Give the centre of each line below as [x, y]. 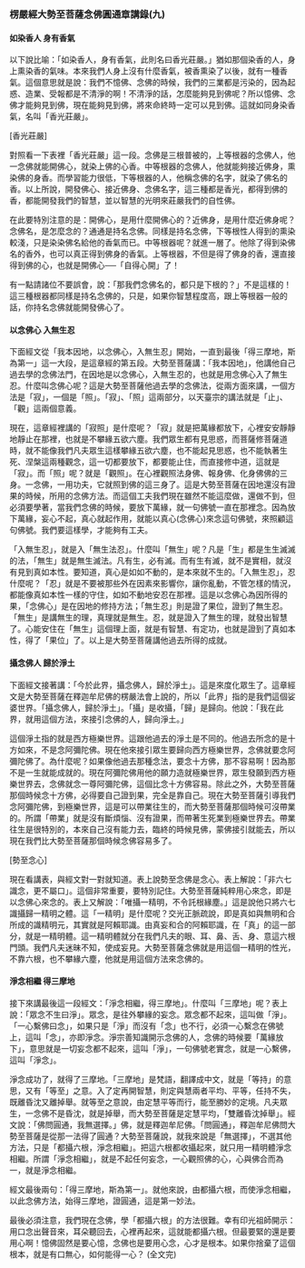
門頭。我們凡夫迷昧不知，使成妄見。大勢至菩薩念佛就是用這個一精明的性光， [152, 947]
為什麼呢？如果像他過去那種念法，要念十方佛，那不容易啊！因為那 [172, 761]
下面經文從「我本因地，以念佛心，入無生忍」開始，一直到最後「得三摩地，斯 [152, 352]
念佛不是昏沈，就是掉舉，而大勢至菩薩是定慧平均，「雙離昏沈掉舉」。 [160, 1113]
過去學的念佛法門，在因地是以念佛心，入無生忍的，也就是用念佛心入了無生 [148, 374]
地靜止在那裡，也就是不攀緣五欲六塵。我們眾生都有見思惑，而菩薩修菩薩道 [148, 439]
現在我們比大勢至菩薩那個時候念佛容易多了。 [93, 840]
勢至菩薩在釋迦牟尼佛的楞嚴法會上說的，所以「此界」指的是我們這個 [160, 696]
